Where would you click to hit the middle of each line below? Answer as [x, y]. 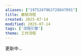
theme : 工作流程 [21, 33]
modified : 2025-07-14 [28, 24]
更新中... [14, 48]
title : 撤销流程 [21, 15]
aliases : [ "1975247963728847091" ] [42, 10]
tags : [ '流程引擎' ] [24, 29]
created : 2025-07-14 [27, 19]
